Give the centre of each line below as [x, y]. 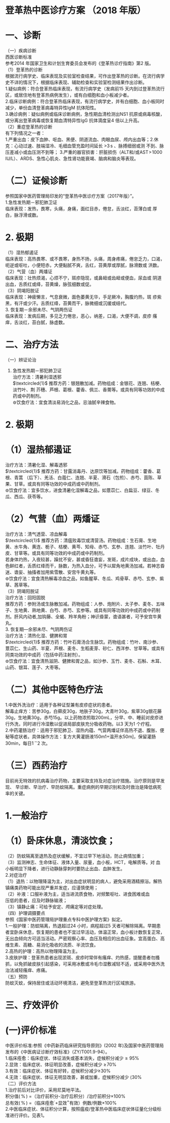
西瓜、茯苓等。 [30, 497]
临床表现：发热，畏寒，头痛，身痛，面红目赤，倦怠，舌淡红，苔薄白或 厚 [81, 209]
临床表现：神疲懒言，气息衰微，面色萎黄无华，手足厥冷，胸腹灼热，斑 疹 [81, 297]
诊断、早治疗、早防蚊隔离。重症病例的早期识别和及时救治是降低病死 [91, 787]
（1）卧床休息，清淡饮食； [60, 841]
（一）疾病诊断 [21, 51]
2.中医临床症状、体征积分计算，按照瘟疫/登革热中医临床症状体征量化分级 [81, 1109]
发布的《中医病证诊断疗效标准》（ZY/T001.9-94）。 [58, 1051]
